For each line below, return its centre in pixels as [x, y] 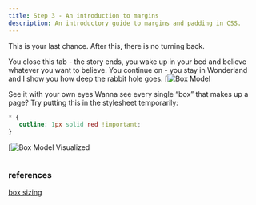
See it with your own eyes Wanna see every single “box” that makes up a [128, 94]
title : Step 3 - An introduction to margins [84, 16]
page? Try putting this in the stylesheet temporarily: [93, 102]
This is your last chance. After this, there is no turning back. [107, 46]
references [30, 175]
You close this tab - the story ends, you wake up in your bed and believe [128, 62]
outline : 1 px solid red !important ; [80, 125]
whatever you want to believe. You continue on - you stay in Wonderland [128, 70]
